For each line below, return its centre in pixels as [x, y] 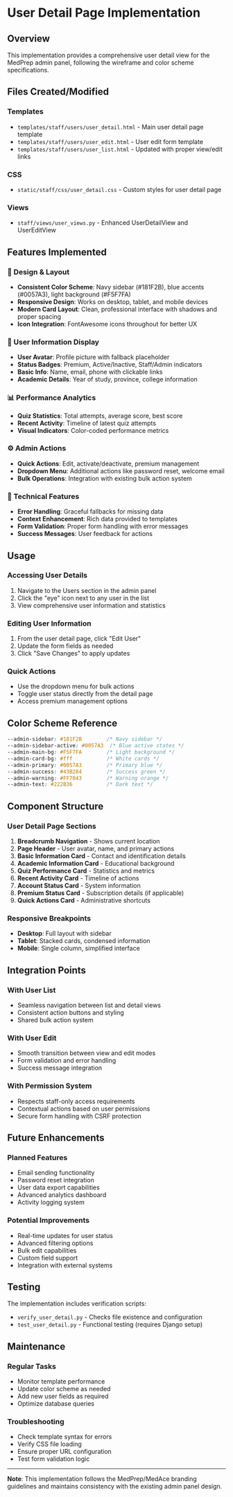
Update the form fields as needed [65, 646]
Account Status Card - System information [79, 885]
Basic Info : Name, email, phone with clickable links [90, 372]
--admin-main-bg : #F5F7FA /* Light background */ [91, 752]
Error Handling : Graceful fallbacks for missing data [90, 512]
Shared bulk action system [55, 1020]
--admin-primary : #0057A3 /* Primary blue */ [85, 765]
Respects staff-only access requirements [76, 1101]
